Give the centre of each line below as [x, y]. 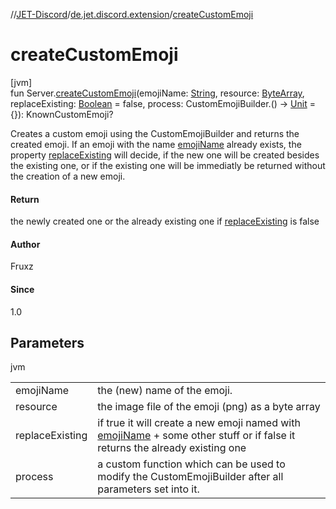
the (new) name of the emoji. [165, 391]
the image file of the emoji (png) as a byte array [209, 407]
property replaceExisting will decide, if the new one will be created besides [165, 155]
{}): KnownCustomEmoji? [62, 114]
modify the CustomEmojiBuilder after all [190, 477]
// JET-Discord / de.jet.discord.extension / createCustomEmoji [132, 14]
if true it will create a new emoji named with [199, 423]
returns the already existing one [172, 448]
